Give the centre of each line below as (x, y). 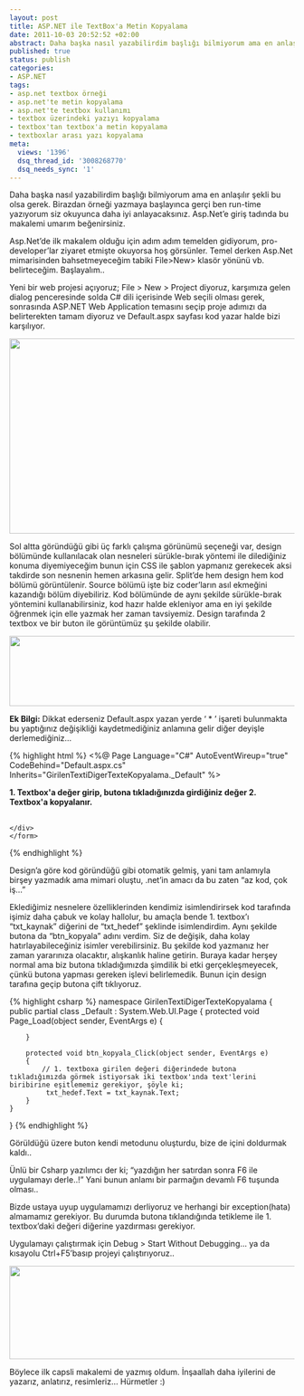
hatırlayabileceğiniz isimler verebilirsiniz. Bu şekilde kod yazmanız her (139, 945)
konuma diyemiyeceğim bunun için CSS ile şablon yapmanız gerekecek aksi (151, 565)
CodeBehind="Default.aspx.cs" (68, 765)
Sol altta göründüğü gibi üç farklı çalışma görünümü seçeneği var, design (146, 546)
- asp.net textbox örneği (58, 93)
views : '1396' (44, 152)
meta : (19, 144)
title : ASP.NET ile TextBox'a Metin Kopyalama (99, 26)
